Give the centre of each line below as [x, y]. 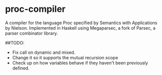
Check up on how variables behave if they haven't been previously [80, 63]
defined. [21, 68]
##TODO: [15, 42]
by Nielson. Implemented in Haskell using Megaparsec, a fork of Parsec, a [80, 28]
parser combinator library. [32, 33]
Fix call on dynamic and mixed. [44, 52]
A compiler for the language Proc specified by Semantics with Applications [81, 23]
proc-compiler [35, 9]
